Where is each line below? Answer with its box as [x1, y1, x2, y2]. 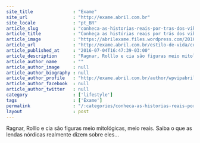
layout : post [6, 108, 89, 114]
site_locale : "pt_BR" [6, 20, 97, 26]
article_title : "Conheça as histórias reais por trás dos [6, 31, 185, 37]
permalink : [6, 102, 76, 109]
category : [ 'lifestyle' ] [6, 92, 113, 98]
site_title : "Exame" [6, 8, 97, 15]
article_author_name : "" [6, 58, 84, 64]
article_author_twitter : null [6, 86, 89, 92]
